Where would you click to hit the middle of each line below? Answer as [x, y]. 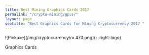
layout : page [19, 19]
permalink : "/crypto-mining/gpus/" [42, 14]
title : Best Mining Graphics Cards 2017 [47, 10]
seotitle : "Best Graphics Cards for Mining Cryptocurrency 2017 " [75, 24]
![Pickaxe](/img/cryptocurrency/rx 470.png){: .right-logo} [63, 38]
